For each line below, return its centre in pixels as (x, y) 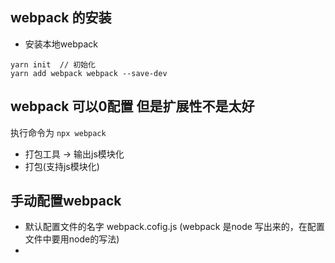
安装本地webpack (61, 44)
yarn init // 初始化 (53, 64)
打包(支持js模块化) (62, 166)
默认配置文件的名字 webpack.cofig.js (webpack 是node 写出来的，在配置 (174, 227)
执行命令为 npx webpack (58, 132)
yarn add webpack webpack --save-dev (89, 73)
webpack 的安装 (61, 18)
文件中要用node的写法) (72, 239)
